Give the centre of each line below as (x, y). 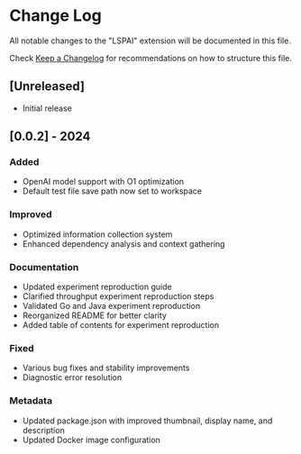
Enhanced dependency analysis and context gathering (123, 243)
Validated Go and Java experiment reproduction (111, 306)
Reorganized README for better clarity (94, 315)
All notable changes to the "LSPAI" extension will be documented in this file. (150, 41)
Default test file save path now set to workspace (112, 191)
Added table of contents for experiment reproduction (120, 325)
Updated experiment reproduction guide (97, 287)
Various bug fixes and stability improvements (106, 368)
